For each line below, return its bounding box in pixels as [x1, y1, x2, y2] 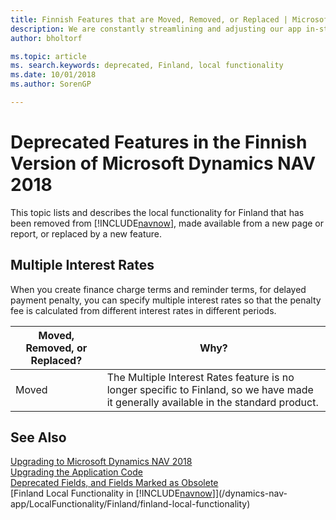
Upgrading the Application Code [10, 466, 143, 478]
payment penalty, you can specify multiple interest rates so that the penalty [10, 294, 322, 306]
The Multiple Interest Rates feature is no [106, 370, 295, 384]
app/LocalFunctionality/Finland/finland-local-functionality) [10, 498, 251, 510]
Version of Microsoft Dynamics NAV [10, 152, 317, 175]
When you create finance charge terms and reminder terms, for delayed [10, 283, 307, 295]
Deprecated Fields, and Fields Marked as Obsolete [10, 477, 219, 489]
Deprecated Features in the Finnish [10, 131, 308, 154]
